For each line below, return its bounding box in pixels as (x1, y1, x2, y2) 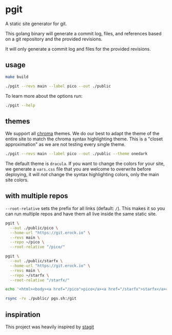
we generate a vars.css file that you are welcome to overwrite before (5, 166, 152, 172)
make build (5, 74, 29, 79)
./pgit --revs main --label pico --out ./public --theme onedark (5, 151, 147, 157)
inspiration (5, 310, 41, 319)
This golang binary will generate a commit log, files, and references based (5, 30, 162, 36)
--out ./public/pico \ (10, 225, 58, 231)
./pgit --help (5, 102, 36, 108)
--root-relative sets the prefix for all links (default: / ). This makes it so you (5, 205, 165, 211)
